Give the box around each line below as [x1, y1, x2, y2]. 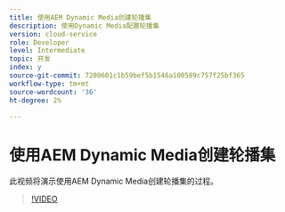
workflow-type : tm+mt [9, 79, 90, 88]
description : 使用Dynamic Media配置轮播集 [9, 21, 160, 30]
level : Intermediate [9, 46, 86, 55]
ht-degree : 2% [9, 95, 62, 105]
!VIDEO [30, 193, 58, 205]
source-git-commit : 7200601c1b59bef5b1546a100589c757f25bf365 [9, 71, 245, 80]
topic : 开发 [9, 54, 51, 63]
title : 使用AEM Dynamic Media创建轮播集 [9, 12, 152, 22]
